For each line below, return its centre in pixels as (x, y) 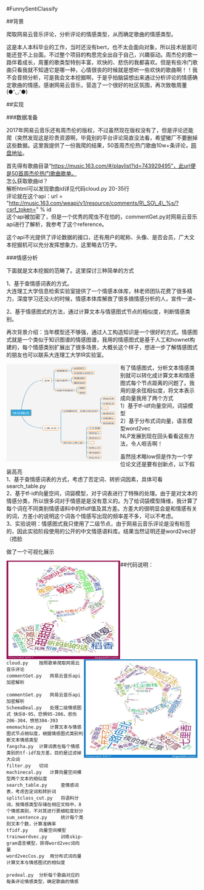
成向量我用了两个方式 (147, 398)
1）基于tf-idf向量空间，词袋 (154, 406)
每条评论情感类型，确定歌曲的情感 (42, 882)
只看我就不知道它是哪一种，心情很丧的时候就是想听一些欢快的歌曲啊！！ (102, 70)
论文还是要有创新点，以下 (157, 464)
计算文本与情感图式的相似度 (36, 863)
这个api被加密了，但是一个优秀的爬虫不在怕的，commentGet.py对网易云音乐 (102, 217)
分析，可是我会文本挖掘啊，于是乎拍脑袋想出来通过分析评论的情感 (110, 77)
